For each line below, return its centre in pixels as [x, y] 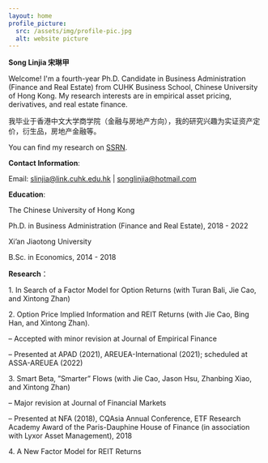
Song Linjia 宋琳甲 [39, 62]
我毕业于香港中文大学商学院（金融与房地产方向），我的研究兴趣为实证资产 [131, 121]
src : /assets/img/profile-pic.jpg [74, 31]
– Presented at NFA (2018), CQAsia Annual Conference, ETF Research [125, 418]
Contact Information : [45, 164]
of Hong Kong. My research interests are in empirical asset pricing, [120, 96]
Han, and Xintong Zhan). [49, 323]
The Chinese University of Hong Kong [72, 210]
